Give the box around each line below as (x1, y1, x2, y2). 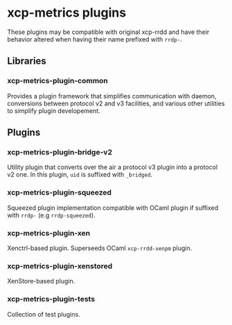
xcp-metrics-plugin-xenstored (7, 261, 113, 271)
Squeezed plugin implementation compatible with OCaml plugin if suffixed (7, 203, 219, 212)
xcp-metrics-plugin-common (7, 76, 109, 86)
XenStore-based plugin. (7, 277, 75, 286)
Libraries (7, 55, 46, 67)
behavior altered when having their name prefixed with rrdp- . (7, 35, 182, 43)
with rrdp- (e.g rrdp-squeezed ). (7, 211, 96, 219)
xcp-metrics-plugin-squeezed (7, 188, 112, 197)
